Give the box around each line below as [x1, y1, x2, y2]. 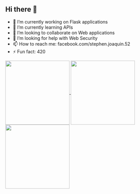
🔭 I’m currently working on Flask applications [12, 18, 108, 25]
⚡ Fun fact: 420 [12, 48, 46, 54]
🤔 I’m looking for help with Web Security [12, 35, 98, 41]
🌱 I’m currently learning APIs [12, 24, 73, 30]
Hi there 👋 [5, 5, 37, 14]
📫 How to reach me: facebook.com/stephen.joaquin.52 [12, 40, 131, 47]
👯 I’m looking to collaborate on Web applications [12, 29, 115, 36]
